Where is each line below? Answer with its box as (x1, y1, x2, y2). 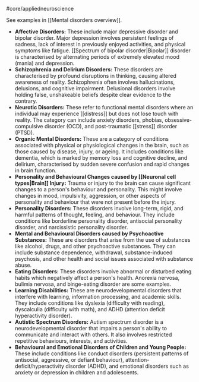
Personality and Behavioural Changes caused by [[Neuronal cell (14, 173, 176, 180)
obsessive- (164, 116, 192, 124)
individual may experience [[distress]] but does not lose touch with (14, 110, 179, 117)
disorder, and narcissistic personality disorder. (14, 224, 128, 231)
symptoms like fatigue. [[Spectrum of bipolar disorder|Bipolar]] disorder (14, 47, 191, 54)
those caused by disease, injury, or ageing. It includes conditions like (14, 148, 184, 155)
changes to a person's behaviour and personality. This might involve (14, 186, 182, 192)
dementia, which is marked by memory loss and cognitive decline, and (14, 154, 188, 161)
